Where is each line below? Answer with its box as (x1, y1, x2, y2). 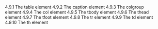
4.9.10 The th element (5, 19, 48, 25)
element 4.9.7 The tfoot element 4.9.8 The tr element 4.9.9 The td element (5, 14, 154, 20)
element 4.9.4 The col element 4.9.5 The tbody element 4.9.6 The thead (5, 9, 149, 15)
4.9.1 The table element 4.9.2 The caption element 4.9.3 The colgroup (5, 4, 144, 10)
